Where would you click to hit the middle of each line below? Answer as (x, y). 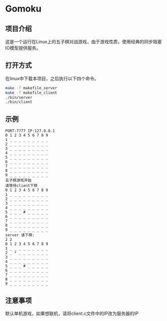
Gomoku (23, 9)
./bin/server (19, 97)
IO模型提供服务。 (23, 48)
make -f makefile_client (31, 93)
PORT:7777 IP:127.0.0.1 (30, 131)
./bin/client (19, 102)
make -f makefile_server (31, 88)
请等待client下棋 (21, 186)
